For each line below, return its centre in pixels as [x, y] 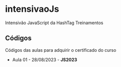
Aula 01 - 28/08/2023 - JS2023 [45, 60]
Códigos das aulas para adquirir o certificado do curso [61, 50]
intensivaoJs [32, 9]
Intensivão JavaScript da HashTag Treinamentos [54, 23]
